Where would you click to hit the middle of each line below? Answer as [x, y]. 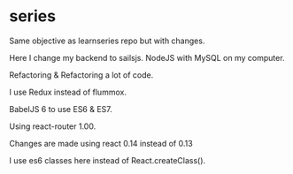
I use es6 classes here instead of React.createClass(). [108, 160]
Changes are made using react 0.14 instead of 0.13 [101, 143]
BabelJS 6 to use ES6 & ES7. [61, 109]
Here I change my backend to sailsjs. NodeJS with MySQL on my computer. [147, 57]
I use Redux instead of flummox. [68, 92]
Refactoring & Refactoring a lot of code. [81, 75]
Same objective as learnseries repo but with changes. [107, 41]
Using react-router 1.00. [53, 126]
